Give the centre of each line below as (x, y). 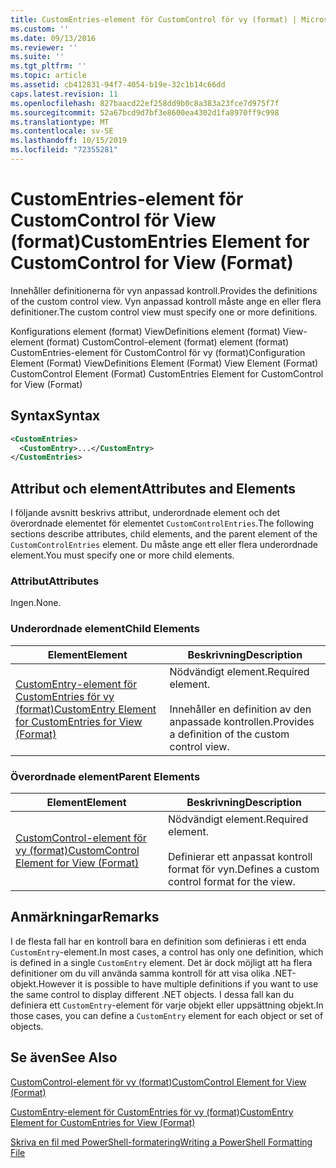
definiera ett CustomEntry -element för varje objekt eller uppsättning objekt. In (167, 1005)
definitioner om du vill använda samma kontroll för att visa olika (140, 973)
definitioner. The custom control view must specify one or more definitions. (164, 312)
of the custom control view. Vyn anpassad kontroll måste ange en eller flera (166, 301)
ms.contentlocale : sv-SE (62, 131)
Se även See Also (64, 1057)
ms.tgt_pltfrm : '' (48, 66)
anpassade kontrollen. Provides (242, 721)
